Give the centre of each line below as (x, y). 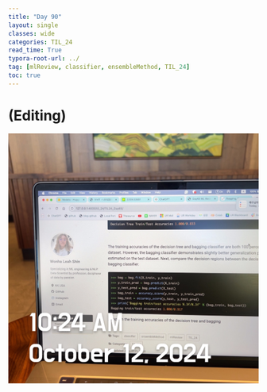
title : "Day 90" (35, 17)
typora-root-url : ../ (44, 59)
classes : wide (32, 33)
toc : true (25, 75)
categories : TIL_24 (41, 42)
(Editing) (37, 115)
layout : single (33, 25)
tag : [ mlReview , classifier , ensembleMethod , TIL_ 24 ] (99, 67)
